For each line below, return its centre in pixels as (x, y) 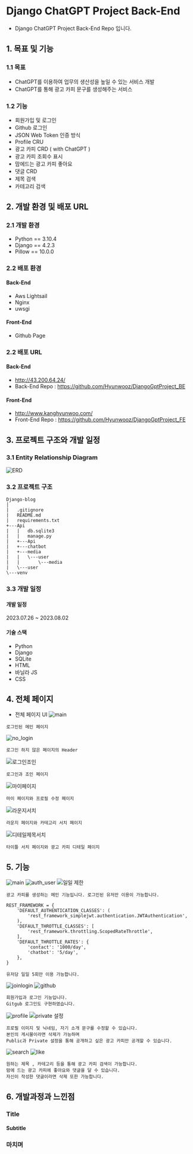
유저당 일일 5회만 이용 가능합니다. (43, 975)
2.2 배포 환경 (24, 268)
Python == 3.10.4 (36, 239)
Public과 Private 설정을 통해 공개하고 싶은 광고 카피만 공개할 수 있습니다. (89, 1041)
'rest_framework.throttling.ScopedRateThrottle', (90, 932)
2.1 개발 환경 (23, 225)
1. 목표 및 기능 (30, 49)
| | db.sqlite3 (30, 531)
